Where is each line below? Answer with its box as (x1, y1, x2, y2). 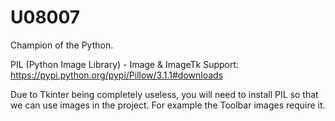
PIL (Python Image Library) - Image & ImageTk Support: (10, 58, 240, 70)
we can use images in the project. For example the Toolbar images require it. (10, 99, 326, 111)
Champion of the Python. (10, 39, 114, 51)
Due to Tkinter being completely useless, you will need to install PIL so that (10, 88, 319, 100)
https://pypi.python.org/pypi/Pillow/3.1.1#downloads (10, 69, 224, 81)
